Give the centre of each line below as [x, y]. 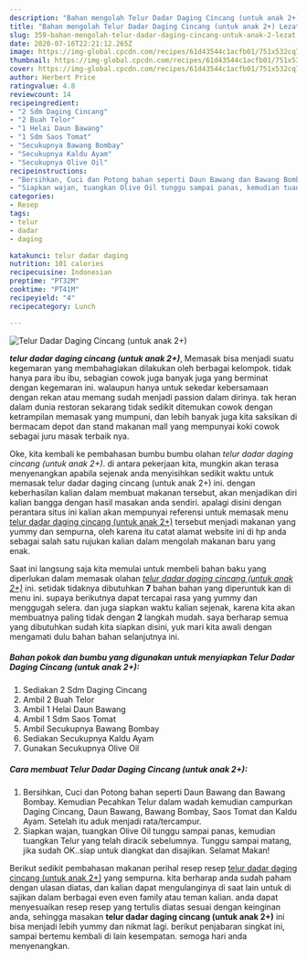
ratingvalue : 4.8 [42, 86]
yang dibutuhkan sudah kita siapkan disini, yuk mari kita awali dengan [141, 626]
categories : [32, 197]
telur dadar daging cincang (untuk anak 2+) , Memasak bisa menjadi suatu [152, 358]
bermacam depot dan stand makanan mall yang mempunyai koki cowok [145, 426]
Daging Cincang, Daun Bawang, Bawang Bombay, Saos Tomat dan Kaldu [160, 812]
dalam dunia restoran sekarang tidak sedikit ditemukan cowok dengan [142, 407]
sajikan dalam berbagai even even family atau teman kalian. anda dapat [144, 898]
